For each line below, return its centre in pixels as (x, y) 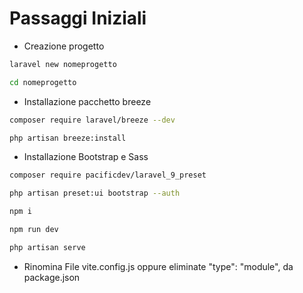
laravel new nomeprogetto (63, 64)
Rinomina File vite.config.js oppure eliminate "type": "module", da (158, 266)
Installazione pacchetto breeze (87, 101)
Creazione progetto (64, 46)
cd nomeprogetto (43, 82)
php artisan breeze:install (68, 138)
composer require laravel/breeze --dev (92, 120)
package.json (52, 277)
